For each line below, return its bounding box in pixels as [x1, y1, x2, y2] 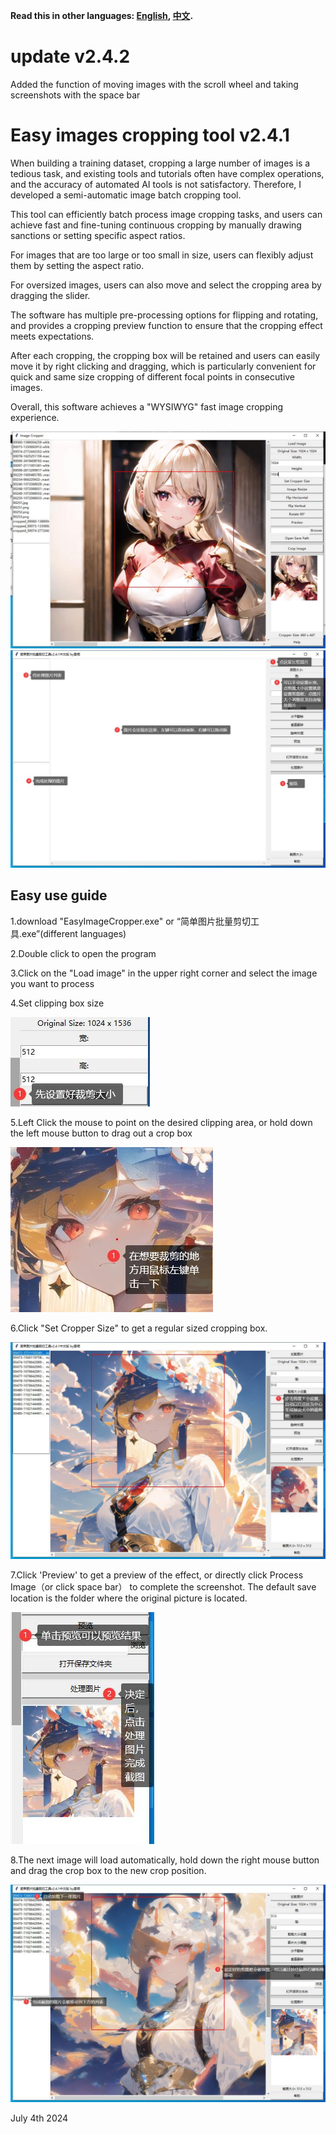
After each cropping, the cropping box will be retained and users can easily [10, 349, 321, 361]
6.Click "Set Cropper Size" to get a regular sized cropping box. [10, 1322, 268, 1334]
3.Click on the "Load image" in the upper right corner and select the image [10, 967, 318, 979]
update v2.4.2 [10, 45, 131, 68]
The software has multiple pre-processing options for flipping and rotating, [10, 309, 319, 321]
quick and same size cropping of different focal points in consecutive [10, 370, 296, 383]
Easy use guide [10, 887, 108, 904]
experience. [10, 411, 60, 423]
